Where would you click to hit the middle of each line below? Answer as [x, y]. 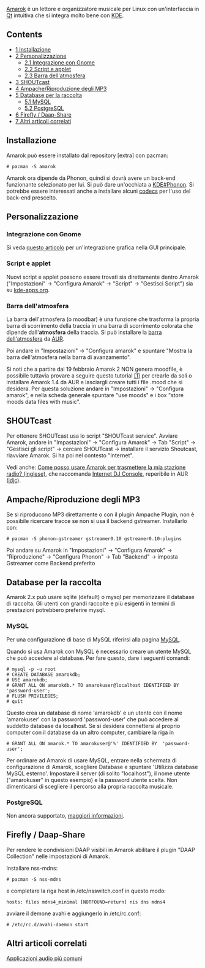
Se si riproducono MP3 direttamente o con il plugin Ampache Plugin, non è [100, 514]
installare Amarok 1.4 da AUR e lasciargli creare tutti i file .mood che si [95, 382]
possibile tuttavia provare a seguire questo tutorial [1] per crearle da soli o [99, 375]
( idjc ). [14, 480]
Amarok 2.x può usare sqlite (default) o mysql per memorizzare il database [100, 597]
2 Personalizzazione [41, 56]
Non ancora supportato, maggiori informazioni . [65, 815]
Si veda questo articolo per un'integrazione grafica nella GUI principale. [96, 247]
